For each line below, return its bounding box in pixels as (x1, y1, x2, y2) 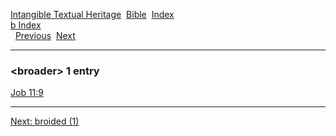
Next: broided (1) (10, 115, 80, 128)
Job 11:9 (10, 87, 44, 99)
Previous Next (14, 30, 76, 41)
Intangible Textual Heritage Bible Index (10, 9, 175, 20)
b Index (10, 19, 42, 31)
